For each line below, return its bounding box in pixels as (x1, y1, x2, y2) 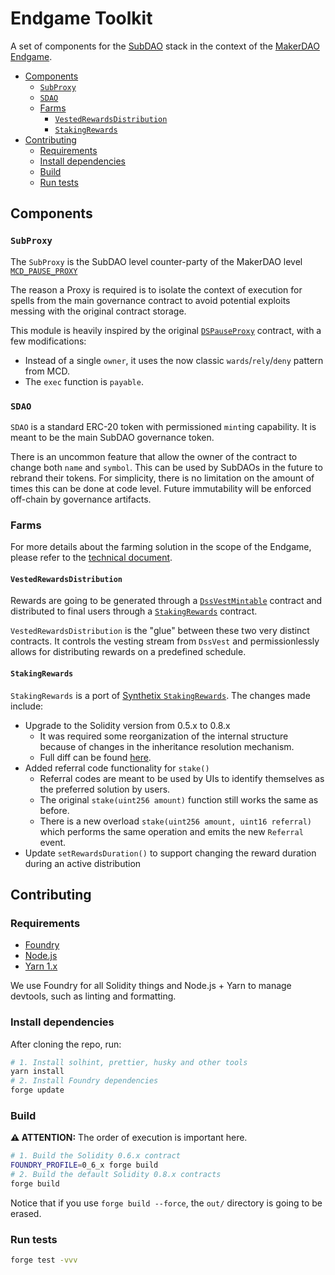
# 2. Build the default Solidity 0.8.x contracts (10, 1170, 222, 1180)
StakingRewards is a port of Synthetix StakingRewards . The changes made (10, 689, 311, 701)
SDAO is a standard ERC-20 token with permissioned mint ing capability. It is (10, 420, 317, 432)
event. (39, 836, 67, 848)
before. (39, 804, 70, 816)
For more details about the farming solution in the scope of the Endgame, (10, 541, 312, 553)
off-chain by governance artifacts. (10, 493, 152, 505)
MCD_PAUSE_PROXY (10, 266, 78, 276)
